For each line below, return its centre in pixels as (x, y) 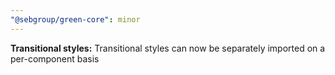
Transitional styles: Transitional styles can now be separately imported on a (168, 48)
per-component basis (55, 58)
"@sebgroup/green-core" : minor (75, 19)
